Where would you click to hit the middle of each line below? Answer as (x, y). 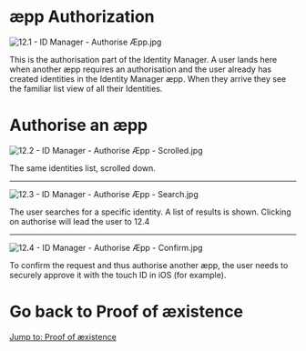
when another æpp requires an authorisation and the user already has (140, 69)
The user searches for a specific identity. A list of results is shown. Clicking (150, 212)
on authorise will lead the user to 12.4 (80, 221)
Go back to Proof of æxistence (127, 312)
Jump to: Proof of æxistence (63, 336)
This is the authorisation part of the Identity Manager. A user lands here (143, 59)
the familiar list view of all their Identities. (86, 88)
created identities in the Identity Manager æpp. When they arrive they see (148, 78)
